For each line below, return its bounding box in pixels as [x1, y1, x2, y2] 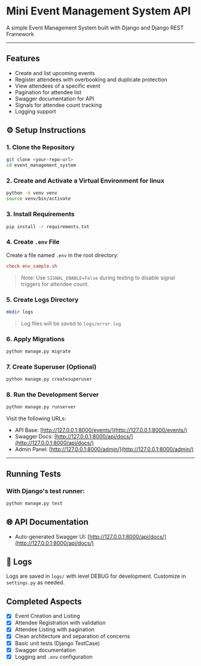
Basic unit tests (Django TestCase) [14, 640, 100, 647]
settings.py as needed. [6, 579, 65, 586]
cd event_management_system [6, 162, 77, 169]
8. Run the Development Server [6, 390, 99, 399]
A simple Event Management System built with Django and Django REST [6, 24, 184, 31]
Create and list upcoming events [14, 69, 95, 76]
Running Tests [6, 468, 61, 479]
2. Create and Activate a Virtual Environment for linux [6, 177, 165, 185]
